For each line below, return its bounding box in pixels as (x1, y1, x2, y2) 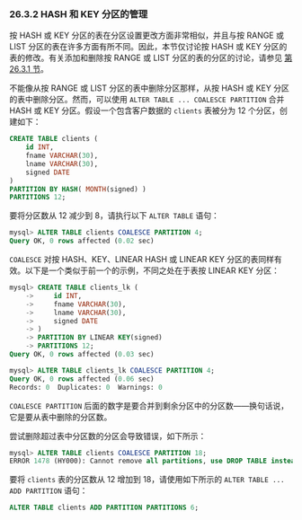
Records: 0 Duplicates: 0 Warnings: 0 (9, 383, 164, 392)
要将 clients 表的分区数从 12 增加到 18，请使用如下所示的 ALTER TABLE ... (9, 474, 285, 485)
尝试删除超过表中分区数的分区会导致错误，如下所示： (9, 430, 207, 441)
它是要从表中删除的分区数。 (9, 411, 112, 422)
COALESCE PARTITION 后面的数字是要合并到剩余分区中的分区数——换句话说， (9, 400, 289, 410)
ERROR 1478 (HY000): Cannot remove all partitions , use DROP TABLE (9, 456, 268, 466)
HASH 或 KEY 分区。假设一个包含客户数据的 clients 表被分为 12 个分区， (9, 105, 280, 116)
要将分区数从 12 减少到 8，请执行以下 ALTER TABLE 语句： (9, 210, 220, 221)
